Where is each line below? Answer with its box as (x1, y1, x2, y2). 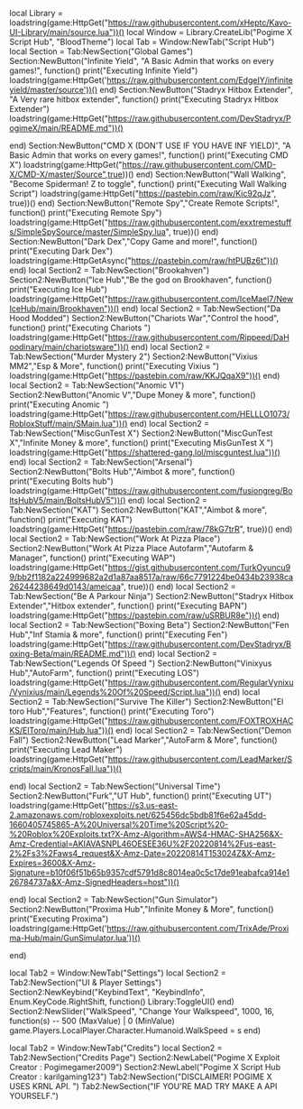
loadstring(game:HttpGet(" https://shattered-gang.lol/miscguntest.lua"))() (9, 447, 281, 457)
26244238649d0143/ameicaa (9, 581, 122, 592)
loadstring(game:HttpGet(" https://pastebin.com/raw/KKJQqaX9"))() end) (9, 370, 280, 381)
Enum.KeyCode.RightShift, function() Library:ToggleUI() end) (9, 996, 234, 1007)
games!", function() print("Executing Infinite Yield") (9, 65, 198, 76)
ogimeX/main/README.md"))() (9, 123, 124, 134)
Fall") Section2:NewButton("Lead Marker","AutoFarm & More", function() (9, 735, 278, 745)
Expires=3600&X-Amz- (9, 857, 96, 868)
